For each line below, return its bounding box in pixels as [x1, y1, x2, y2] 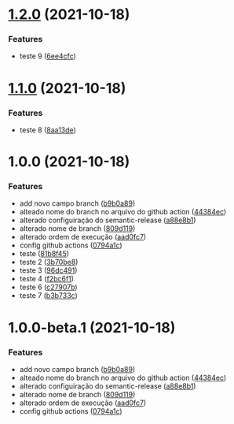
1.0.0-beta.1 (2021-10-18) [8, 318, 176, 337]
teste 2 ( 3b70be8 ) [19, 258, 79, 267]
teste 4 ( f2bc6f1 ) [19, 274, 75, 284]
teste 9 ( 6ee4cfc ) [19, 51, 76, 61]
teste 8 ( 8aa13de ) [19, 125, 76, 135]
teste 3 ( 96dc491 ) [19, 266, 78, 275]
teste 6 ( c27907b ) [19, 282, 78, 292]
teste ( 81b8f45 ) [19, 249, 69, 258]
